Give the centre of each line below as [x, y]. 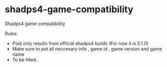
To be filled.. [25, 59]
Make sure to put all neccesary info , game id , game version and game [87, 49]
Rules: [12, 33]
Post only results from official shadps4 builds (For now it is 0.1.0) [80, 43]
